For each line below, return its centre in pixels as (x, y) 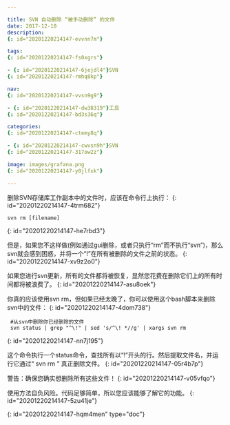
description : (26, 32)
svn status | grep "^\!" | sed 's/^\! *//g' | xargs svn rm (98, 328)
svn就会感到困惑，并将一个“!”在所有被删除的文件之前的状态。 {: (97, 253)
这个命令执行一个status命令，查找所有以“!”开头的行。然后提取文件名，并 (110, 355)
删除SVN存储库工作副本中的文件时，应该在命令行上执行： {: (92, 197)
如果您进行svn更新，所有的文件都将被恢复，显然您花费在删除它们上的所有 (112, 275)
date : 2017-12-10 (32, 26)
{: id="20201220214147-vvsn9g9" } (55, 95)
